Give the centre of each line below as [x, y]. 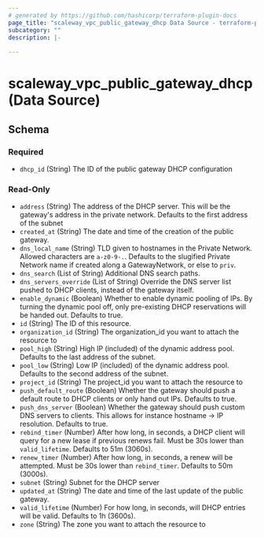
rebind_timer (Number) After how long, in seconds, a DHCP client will [132, 432]
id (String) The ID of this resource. [75, 324]
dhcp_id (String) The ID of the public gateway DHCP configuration [126, 169]
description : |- [35, 37]
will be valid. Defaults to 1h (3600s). [77, 516]
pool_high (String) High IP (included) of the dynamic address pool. [126, 349]
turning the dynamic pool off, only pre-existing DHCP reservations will [133, 307]
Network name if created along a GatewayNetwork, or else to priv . [128, 265]
